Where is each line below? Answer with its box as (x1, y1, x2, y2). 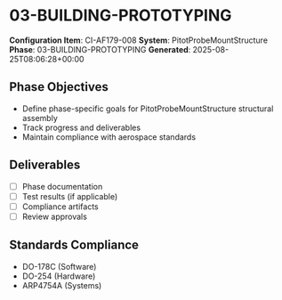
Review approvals (21, 211, 87, 222)
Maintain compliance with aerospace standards (21, 131, 197, 142)
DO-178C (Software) (21, 261, 97, 272)
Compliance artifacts (21, 201, 100, 212)
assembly (21, 112, 58, 123)
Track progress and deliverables (21, 122, 141, 133)
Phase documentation (21, 181, 103, 191)
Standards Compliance (9, 238, 140, 253)
